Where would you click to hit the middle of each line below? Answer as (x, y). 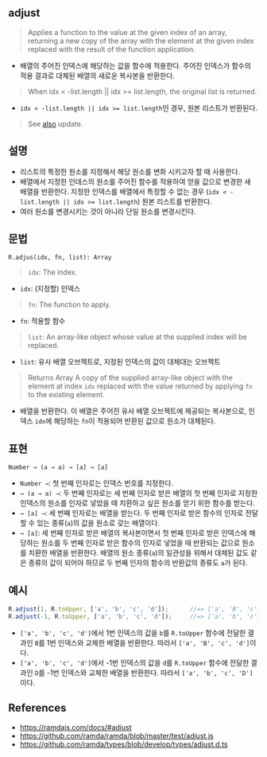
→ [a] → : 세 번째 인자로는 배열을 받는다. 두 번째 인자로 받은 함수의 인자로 (132, 513)
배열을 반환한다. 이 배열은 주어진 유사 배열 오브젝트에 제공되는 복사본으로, (133, 411)
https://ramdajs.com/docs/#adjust (76, 727)
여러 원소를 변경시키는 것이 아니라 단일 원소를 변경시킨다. (108, 211)
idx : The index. (52, 272)
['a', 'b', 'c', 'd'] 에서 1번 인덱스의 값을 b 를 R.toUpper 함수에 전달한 (133, 633)
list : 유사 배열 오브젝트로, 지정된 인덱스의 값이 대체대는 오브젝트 (120, 362)
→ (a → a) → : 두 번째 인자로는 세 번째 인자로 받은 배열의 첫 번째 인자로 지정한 (139, 494)
